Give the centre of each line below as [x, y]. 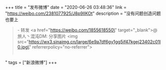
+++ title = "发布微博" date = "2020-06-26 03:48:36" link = [66, 7]
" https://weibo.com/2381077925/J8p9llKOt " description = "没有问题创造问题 [83, 13]
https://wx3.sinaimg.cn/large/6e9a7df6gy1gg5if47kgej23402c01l [95, 42]
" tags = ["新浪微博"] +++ [31, 62]
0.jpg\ [23, 47]
